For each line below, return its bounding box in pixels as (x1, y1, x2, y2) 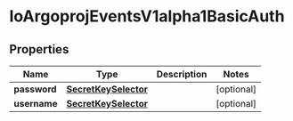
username (13, 98, 58, 109)
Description (156, 69, 208, 80)
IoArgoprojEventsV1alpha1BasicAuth (9, 6, 285, 27)
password (13, 83, 57, 95)
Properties (9, 42, 69, 57)
